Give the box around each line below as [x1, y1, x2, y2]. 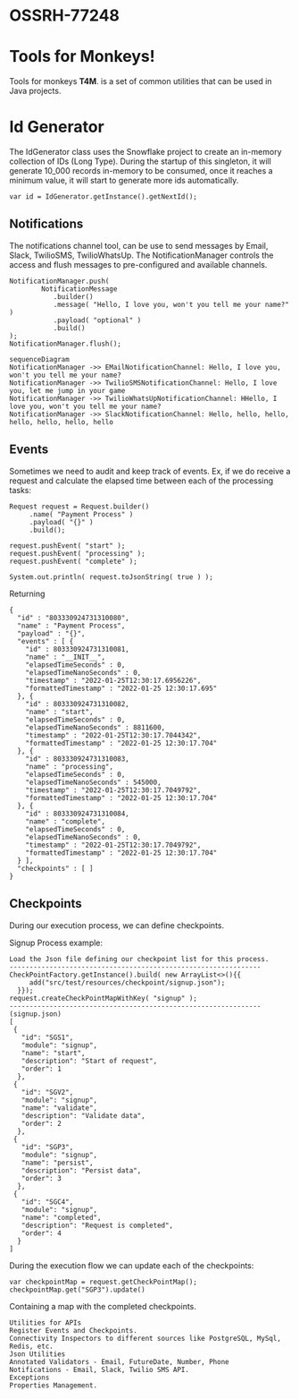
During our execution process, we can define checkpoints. [9, 919, 225, 931]
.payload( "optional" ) [53, 315, 142, 325]
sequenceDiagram [9, 354, 70, 363]
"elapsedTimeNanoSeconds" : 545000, [25, 778, 162, 787]
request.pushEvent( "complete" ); [9, 557, 138, 566]
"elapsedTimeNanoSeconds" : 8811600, [25, 722, 166, 732]
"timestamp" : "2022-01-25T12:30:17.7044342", [25, 730, 202, 739]
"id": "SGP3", [21, 1142, 74, 1151]
